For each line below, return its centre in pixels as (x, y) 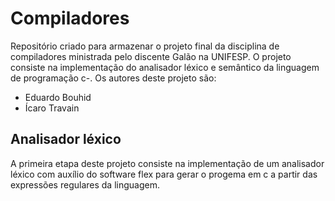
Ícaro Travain (52, 108)
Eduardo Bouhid (58, 97)
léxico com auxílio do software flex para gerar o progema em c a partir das (164, 174)
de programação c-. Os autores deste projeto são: (113, 78)
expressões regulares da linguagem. (85, 184)
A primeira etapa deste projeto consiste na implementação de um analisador (167, 163)
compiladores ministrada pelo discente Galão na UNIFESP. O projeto (151, 56)
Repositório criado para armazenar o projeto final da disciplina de (145, 46)
